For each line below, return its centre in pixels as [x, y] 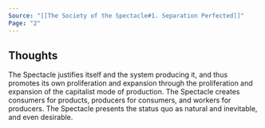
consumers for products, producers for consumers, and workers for [120, 100]
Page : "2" [25, 23]
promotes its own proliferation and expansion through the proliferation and [131, 83]
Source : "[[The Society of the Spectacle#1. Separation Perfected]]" [127, 16]
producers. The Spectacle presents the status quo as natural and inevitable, [133, 109]
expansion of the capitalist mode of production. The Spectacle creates [124, 92]
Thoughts [33, 56]
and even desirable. [41, 118]
